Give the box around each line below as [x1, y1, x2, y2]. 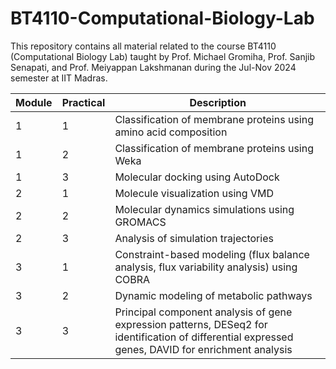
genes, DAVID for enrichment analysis [114, 342, 293, 356]
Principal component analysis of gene [114, 305, 293, 319]
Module [15, 95, 53, 109]
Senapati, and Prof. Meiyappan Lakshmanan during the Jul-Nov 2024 [10, 61, 297, 73]
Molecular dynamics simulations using [114, 202, 295, 216]
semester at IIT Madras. [10, 72, 108, 84]
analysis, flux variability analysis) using [114, 260, 298, 274]
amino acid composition [114, 125, 228, 139]
